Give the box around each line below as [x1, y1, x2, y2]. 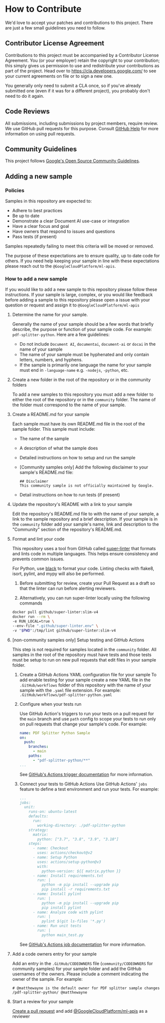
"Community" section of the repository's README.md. [12, 526, 123, 532]
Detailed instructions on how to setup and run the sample [19, 455, 136, 461]
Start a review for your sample [12, 998, 74, 1004]
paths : [28, 753, 42, 758]
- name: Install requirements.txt [32, 873, 104, 878]
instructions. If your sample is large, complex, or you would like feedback [5, 292, 153, 298]
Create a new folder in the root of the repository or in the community [12, 377, 151, 383]
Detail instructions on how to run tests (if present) [19, 492, 120, 498]
